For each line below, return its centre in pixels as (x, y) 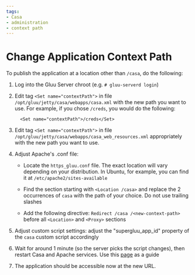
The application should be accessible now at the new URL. (85, 266)
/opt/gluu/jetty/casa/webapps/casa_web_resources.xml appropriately (98, 136)
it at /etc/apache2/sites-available (65, 178)
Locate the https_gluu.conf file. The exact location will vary (95, 166)
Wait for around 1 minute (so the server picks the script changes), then (100, 249)
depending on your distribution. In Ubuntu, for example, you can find (106, 172)
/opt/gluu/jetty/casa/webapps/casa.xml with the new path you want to (100, 102)
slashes (32, 202)
